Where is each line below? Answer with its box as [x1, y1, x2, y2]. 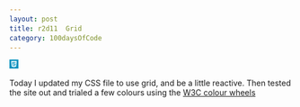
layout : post [9, 14, 58, 23]
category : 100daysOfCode [9, 33, 102, 42]
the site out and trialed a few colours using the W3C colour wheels [9, 87, 256, 98]
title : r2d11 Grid [9, 23, 83, 33]
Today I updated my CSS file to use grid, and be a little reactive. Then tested [9, 77, 292, 89]
